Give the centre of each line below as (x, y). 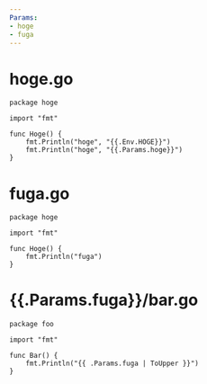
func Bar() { (34, 356)
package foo (31, 325)
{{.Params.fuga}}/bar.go (104, 300)
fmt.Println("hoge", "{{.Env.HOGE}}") (98, 142)
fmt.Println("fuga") (64, 257)
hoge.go (41, 79)
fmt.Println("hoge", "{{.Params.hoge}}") (104, 150)
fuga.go (40, 193)
